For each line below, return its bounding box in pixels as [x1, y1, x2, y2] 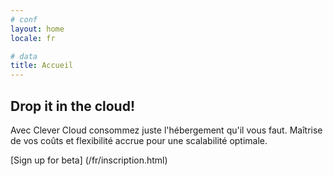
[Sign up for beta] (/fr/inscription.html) [10, 154, 168, 166]
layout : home [10, 24, 65, 34]
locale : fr [10, 33, 56, 43]
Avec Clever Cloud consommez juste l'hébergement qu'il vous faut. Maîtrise [10, 124, 323, 136]
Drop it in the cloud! [10, 97, 136, 115]
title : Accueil [10, 61, 74, 71]
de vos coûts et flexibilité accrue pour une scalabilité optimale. [10, 134, 268, 146]
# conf [10, 14, 38, 25]
